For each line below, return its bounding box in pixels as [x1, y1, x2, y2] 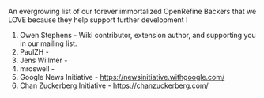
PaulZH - [19, 47, 49, 56]
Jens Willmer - [19, 55, 68, 65]
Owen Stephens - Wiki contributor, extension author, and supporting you [19, 31, 257, 40]
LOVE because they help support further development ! [8, 15, 188, 24]
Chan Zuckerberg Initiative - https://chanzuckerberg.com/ [19, 81, 209, 90]
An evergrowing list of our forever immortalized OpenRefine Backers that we [8, 7, 257, 16]
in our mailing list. [19, 39, 77, 48]
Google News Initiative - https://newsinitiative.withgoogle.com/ [19, 73, 225, 81]
